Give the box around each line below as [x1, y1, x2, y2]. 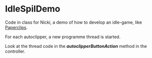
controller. [5, 48, 26, 54]
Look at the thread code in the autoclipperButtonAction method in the [5, 43, 147, 49]
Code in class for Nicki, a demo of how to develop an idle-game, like [5, 19, 142, 25]
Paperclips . [5, 24, 28, 30]
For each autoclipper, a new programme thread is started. [5, 34, 121, 40]
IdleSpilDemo [5, 3, 60, 14]
